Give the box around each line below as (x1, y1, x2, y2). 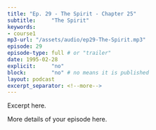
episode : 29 (7, 43, 42, 50)
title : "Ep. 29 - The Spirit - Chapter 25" (7, 10, 137, 18)
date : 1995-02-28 (7, 56, 58, 63)
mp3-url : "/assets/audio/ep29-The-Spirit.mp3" (7, 37, 146, 44)
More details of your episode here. (7, 115, 108, 124)
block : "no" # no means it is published (7, 69, 150, 76)
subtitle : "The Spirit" (7, 17, 90, 24)
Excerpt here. (7, 101, 47, 110)
